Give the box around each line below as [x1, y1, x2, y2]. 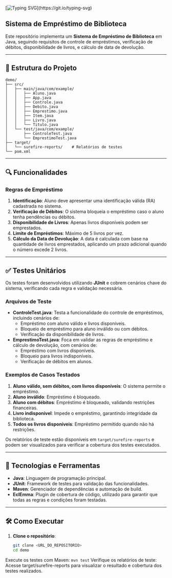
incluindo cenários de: [12, 315, 60, 321]
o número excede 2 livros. [12, 247, 68, 253]
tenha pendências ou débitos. [12, 214, 76, 220]
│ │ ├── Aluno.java [5, 91, 56, 96]
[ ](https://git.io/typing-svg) [5, 5, 92, 11]
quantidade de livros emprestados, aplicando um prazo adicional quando [12, 241, 167, 248]
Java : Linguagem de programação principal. [12, 475, 106, 481]
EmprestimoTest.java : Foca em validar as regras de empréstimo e [12, 337, 153, 343]
